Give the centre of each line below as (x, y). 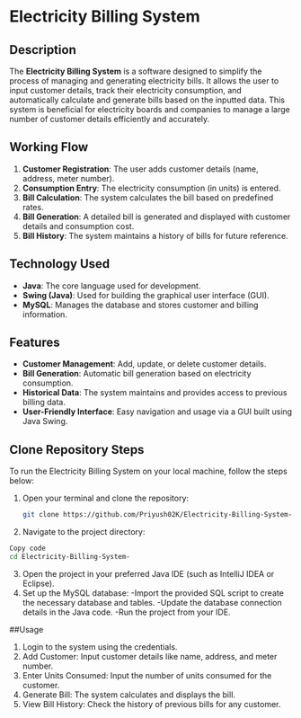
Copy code (28, 549)
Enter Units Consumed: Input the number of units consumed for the (147, 675)
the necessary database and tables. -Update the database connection (152, 602)
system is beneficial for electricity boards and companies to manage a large (150, 109)
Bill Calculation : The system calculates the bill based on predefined (148, 197)
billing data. (44, 403)
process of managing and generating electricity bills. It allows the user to (144, 81)
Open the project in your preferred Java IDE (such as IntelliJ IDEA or (148, 573)
